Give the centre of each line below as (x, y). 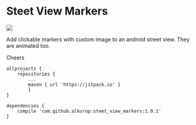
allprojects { (24, 69)
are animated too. (28, 46)
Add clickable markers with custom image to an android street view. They (98, 39)
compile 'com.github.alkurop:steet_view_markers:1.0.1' (90, 111)
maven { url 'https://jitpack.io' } (74, 84)
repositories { (36, 74)
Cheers (15, 57)
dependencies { (25, 106)
